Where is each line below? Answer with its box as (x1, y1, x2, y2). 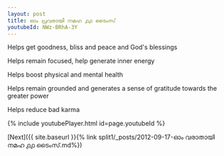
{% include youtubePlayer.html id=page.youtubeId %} (7, 119, 166, 128)
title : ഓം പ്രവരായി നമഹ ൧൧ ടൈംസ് (7, 17, 116, 24)
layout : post (7, 10, 46, 18)
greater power (7, 91, 49, 100)
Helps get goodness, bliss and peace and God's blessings (7, 43, 178, 52)
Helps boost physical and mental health (7, 70, 123, 79)
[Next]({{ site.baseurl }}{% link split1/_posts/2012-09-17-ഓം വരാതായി (7, 133, 215, 142)
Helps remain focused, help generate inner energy (7, 57, 155, 65)
